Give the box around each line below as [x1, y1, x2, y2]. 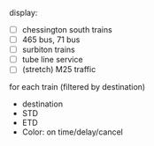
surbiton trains [21, 44, 75, 55]
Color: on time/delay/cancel [21, 127, 124, 137]
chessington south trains [21, 25, 112, 34]
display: [9, 8, 38, 18]
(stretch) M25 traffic [21, 64, 96, 75]
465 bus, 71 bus [21, 34, 81, 45]
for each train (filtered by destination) [9, 82, 146, 92]
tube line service [21, 55, 83, 65]
